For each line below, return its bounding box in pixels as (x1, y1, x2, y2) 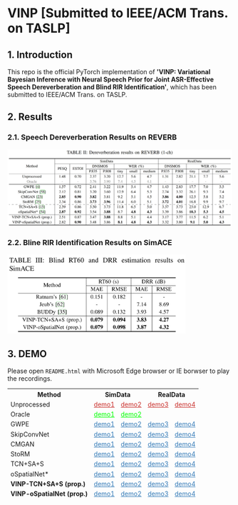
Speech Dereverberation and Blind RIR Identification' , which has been (7, 83, 217, 91)
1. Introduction (7, 49, 73, 61)
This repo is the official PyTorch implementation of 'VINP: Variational (7, 68, 211, 76)
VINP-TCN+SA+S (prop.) (10, 479, 86, 488)
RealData (157, 390, 185, 399)
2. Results (7, 111, 53, 123)
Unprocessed (10, 400, 51, 409)
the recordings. (7, 374, 52, 383)
